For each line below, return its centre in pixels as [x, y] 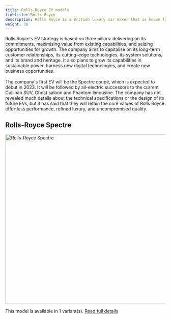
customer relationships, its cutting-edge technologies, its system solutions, [84, 55]
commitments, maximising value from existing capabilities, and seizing [79, 44]
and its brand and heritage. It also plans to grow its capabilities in [73, 60]
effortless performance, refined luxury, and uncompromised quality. [76, 109]
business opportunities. [30, 71]
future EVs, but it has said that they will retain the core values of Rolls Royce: [85, 104]
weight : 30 [17, 24]
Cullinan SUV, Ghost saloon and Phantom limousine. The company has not [83, 93]
